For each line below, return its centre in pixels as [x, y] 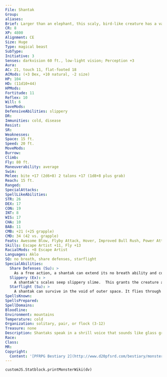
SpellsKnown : [19, 296]
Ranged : [13, 185]
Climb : [12, 157]
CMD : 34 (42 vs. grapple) [32, 236]
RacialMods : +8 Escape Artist [37, 250]
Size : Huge [16, 42]
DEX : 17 [13, 204]
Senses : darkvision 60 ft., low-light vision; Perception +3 [70, 61]
